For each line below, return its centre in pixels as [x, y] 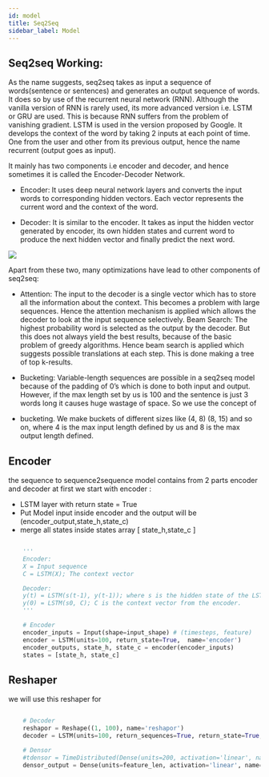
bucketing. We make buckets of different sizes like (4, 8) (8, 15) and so [136, 419]
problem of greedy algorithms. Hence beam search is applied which [132, 345]
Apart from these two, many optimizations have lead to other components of [134, 270]
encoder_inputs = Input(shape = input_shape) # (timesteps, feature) [137, 632]
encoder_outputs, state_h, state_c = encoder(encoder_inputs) [128, 647]
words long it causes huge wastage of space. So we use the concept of [138, 403]
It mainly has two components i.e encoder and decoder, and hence [119, 166]
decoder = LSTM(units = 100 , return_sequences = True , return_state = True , [143, 735]
